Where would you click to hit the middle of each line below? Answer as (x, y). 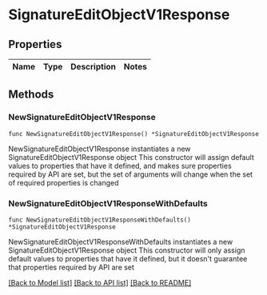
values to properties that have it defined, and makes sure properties (120, 165)
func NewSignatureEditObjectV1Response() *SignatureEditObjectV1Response (134, 134)
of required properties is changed (64, 182)
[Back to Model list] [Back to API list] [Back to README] (100, 282)
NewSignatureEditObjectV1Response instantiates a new (100, 149)
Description (93, 67)
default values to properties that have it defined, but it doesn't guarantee (128, 258)
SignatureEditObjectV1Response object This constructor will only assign (127, 250)
